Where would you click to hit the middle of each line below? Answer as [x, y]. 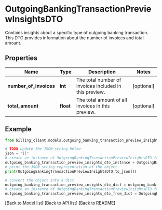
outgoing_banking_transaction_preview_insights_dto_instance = [70, 163]
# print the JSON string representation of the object [61, 167]
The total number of [99, 80]
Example [18, 129]
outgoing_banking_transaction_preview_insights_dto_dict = [66, 185]
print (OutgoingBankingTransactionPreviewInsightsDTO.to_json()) [71, 171]
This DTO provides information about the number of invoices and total [74, 38]
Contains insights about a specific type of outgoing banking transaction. [77, 32]
